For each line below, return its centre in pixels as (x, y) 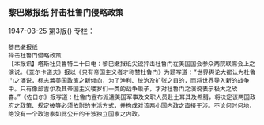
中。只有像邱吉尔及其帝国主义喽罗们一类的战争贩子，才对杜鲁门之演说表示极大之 (120, 89)
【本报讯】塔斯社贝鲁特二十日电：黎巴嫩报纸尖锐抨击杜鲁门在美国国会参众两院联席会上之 (132, 64)
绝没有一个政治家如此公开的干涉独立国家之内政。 (76, 114)
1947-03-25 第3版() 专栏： (51, 31)
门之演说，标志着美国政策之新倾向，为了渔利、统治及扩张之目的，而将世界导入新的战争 (129, 81)
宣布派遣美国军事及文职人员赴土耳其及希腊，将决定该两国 (170, 97)
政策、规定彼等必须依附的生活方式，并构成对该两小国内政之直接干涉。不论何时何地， (137, 106)
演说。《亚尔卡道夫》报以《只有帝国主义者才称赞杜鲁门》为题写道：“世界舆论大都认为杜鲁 (132, 72)
